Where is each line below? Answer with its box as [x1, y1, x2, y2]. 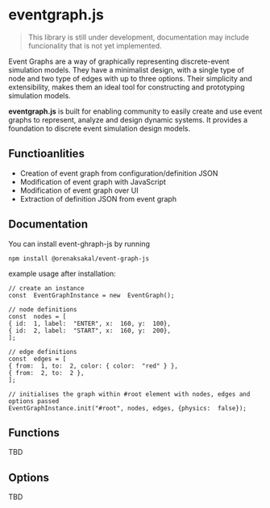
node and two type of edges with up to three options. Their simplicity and [8, 73, 252, 83]
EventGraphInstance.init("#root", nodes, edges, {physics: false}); [8, 404, 247, 412]
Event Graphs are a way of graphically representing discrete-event [8, 56, 230, 66]
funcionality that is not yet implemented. [27, 40, 162, 50]
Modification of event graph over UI [19, 185, 139, 195]
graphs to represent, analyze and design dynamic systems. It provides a [8, 115, 248, 124]
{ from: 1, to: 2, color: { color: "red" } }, [8, 361, 179, 370]
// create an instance [8, 284, 85, 292]
